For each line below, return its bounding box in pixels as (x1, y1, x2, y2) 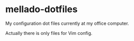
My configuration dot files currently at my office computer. (5, 20, 129, 26)
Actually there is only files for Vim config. (5, 30, 92, 36)
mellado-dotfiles (5, 4, 78, 15)
